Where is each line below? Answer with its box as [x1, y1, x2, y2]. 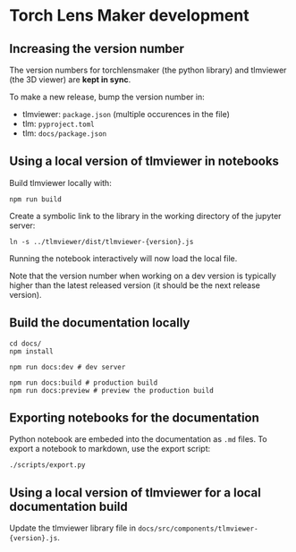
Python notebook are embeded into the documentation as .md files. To [9, 434, 267, 445]
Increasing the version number [9, 41, 185, 56]
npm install [9, 346, 54, 356]
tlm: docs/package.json [21, 128, 107, 139]
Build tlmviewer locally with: [9, 177, 112, 188]
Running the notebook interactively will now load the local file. [9, 252, 238, 264]
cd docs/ [9, 339, 42, 348]
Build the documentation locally [9, 315, 190, 331]
